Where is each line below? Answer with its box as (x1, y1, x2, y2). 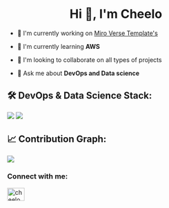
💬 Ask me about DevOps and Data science (17, 69, 140, 77)
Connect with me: (7, 171, 68, 181)
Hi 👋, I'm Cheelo (69, 6, 163, 22)
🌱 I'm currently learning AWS (17, 42, 100, 50)
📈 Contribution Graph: (7, 134, 107, 145)
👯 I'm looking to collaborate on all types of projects (17, 55, 162, 64)
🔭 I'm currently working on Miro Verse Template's (17, 29, 159, 37)
